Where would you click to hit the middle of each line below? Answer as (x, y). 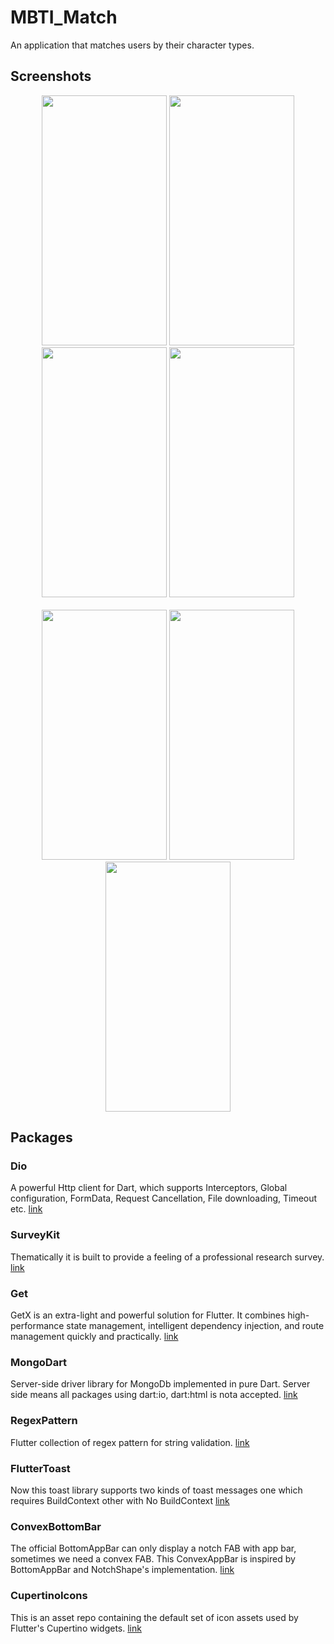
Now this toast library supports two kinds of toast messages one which (156, 1490)
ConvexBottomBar (56, 1526)
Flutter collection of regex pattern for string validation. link (130, 1442)
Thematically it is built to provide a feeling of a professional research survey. (167, 1257)
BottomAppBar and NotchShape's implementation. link (122, 1570)
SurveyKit (35, 1235)
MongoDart (39, 1362)
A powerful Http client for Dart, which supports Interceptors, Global (149, 1188)
